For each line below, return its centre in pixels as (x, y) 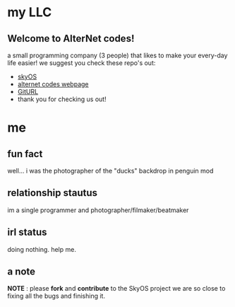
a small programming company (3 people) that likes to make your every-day (117, 55)
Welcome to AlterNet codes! (71, 39)
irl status (27, 232)
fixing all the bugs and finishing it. (56, 296)
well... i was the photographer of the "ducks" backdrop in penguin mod (110, 171)
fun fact (25, 154)
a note (22, 272)
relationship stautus (52, 193)
